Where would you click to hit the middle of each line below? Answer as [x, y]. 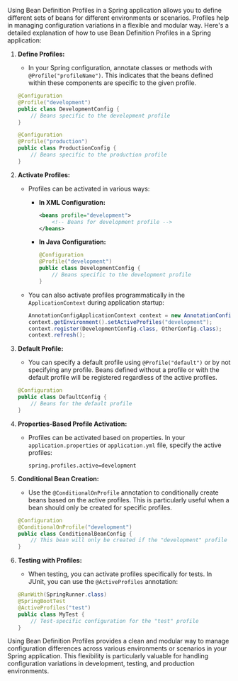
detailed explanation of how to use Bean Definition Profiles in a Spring [109, 33]
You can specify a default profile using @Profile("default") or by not [129, 362]
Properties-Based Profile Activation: [72, 424]
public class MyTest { [51, 614]
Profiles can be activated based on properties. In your [107, 437]
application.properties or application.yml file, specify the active [125, 445]
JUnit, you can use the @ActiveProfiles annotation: [103, 582]
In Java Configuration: [72, 242]
